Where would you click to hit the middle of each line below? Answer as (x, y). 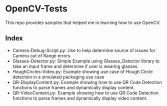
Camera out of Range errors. (42, 55)
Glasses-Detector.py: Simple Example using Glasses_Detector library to (86, 61)
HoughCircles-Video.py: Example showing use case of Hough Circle (82, 71)
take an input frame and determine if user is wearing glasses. (75, 66)
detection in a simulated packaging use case (58, 77)
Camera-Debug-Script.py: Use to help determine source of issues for (84, 50)
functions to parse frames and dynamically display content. (73, 87)
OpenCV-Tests (36, 9)
